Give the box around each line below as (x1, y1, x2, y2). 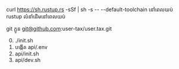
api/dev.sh (14, 57, 41, 63)
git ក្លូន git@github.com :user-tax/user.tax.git (6, 25, 112, 32)
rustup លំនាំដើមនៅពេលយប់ (6, 13, 66, 20)
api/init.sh (14, 50, 39, 57)
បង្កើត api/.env (14, 44, 48, 50)
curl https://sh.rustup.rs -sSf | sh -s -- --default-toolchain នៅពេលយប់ (6, 6, 174, 13)
